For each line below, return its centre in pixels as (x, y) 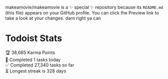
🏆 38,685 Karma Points (30, 52)
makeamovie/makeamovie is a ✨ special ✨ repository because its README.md (84, 7)
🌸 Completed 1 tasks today (33, 59)
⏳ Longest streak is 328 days (36, 71)
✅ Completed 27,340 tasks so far (40, 65)
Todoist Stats (34, 38)
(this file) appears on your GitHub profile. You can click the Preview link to (82, 13)
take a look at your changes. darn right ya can (53, 18)
